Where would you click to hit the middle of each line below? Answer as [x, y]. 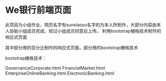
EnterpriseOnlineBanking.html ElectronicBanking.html [60, 73]
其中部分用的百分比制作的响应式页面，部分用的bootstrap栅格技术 [72, 47]
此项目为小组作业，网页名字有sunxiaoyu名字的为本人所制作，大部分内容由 [81, 25]
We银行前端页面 [38, 10]
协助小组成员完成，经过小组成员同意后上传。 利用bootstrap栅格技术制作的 [85, 31]
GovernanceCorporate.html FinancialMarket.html [55, 68]
